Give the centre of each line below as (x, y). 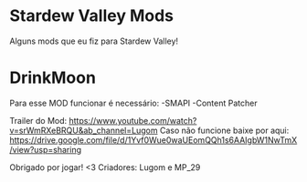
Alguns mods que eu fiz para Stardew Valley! (94, 41)
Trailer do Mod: (38, 120)
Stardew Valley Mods (92, 16)
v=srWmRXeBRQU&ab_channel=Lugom (84, 130)
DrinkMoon (53, 78)
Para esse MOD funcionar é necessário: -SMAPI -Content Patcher (133, 103)
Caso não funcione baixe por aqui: (224, 130)
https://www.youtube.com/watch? (133, 120)
